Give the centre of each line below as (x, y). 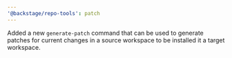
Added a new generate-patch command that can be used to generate (105, 33)
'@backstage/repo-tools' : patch (54, 13)
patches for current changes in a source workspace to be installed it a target (116, 40)
